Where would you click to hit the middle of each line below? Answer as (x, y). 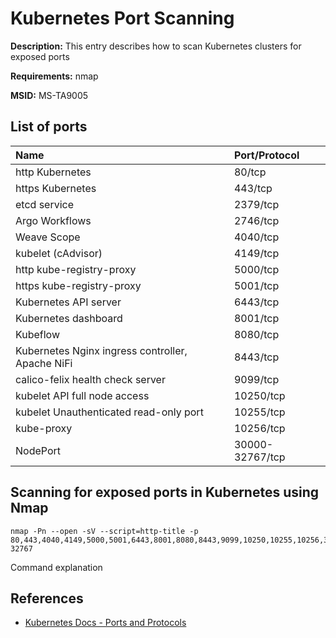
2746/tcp (256, 220)
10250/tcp (259, 395)
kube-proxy (44, 428)
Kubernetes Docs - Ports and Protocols (105, 623)
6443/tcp (256, 302)
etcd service (45, 204)
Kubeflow (37, 334)
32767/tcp (259, 457)
